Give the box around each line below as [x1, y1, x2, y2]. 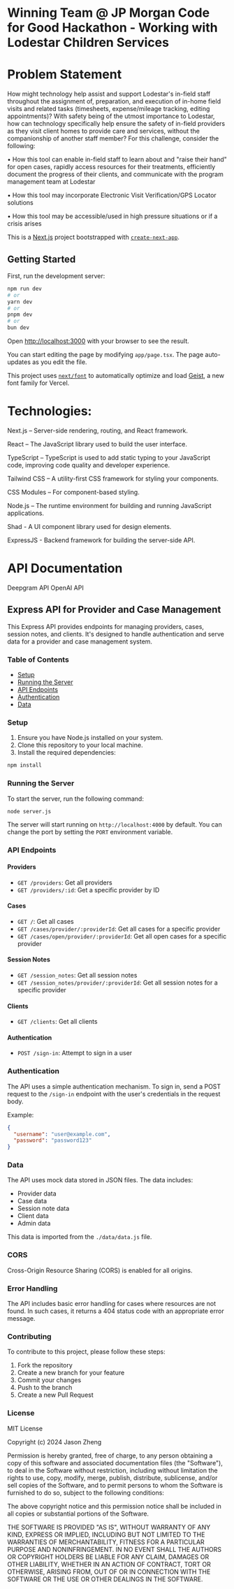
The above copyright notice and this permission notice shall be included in [7, 1502, 221, 1510]
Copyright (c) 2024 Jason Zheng [7, 1437, 102, 1446]
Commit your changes [17, 1376, 82, 1384]
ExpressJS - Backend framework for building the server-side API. [7, 536, 196, 544]
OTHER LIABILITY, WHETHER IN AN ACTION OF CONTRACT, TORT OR [7, 1560, 211, 1568]
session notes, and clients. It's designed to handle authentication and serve [7, 630, 225, 638]
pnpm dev [7, 311, 33, 319]
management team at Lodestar [7, 177, 96, 186]
